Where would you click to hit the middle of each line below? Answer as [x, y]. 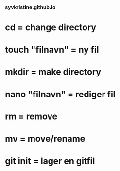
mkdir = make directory [53, 72]
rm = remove [31, 116]
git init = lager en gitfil [50, 161]
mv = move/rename [45, 139]
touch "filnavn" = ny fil [52, 50]
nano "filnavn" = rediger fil [60, 94]
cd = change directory [51, 28]
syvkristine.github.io [30, 7]
